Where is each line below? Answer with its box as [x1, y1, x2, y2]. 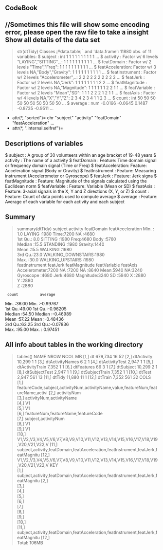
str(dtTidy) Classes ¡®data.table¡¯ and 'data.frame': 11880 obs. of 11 [17, 49, 152, 55]
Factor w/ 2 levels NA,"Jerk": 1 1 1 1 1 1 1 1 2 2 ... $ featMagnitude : [17, 80, 147, 86]
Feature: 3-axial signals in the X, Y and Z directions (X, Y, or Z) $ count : [5, 188, 149, 194]
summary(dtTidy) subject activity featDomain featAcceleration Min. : [17, 226, 154, 232]
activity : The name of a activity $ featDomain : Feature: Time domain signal [5, 158, 157, 164]
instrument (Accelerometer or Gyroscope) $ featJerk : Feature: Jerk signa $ [5, 173, 157, 179]
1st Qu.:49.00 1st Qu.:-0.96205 [5, 306, 67, 312]
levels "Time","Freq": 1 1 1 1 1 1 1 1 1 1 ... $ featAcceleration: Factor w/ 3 [17, 64, 157, 70]
